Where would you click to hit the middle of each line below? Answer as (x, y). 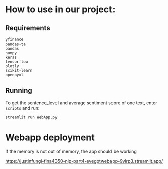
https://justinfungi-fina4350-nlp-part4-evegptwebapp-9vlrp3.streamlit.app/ (84, 161)
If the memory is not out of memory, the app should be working (71, 151)
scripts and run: (22, 108)
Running (19, 90)
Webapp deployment (50, 137)
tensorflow (17, 62)
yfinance (14, 39)
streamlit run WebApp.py (31, 117)
